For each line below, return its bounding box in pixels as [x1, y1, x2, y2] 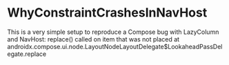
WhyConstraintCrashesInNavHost [7, 5, 208, 21]
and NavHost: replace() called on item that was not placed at [7, 35, 180, 43]
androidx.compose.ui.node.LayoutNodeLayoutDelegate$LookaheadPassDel [7, 42, 223, 50]
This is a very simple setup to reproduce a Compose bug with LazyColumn [7, 28, 219, 36]
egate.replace [7, 50, 47, 58]
